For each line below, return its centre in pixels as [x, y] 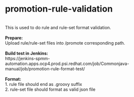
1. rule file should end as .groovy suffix [44, 84]
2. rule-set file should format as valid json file [50, 89]
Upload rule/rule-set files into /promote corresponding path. [65, 43]
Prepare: [14, 38]
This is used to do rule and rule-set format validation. [58, 27]
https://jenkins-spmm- [27, 58]
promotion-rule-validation [59, 9]
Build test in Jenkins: [27, 53]
